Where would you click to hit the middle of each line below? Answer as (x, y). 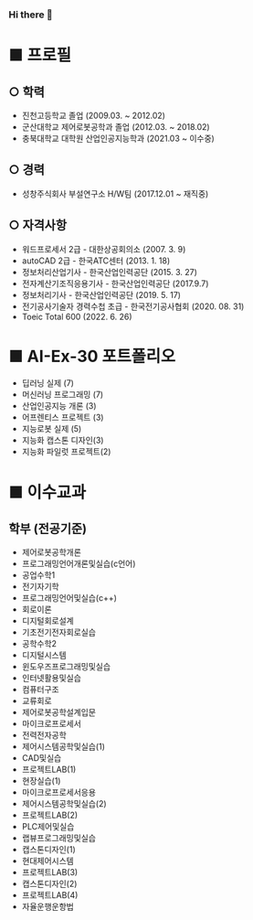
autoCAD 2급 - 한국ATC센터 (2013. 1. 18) (96, 261)
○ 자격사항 (38, 225)
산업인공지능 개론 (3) (59, 406)
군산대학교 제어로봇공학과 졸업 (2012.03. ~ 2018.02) (116, 126)
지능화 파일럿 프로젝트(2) (66, 452)
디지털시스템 (44, 655)
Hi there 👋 (31, 15)
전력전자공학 (44, 735)
